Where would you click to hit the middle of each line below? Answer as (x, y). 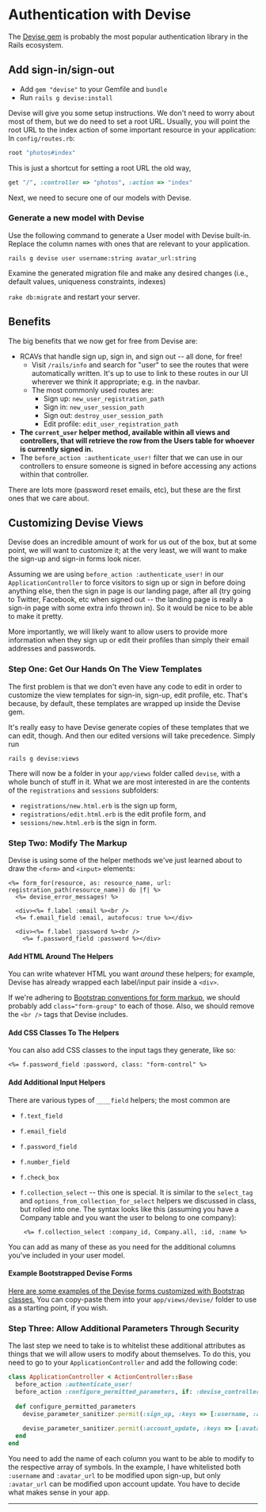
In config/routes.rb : (42, 138)
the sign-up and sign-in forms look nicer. (75, 559)
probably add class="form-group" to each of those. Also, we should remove (131, 1006)
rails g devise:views (44, 758)
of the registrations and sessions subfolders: (84, 790)
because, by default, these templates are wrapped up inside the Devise (124, 703)
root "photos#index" (42, 152)
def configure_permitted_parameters (76, 1406)
